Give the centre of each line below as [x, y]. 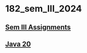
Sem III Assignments [38, 27]
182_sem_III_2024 [43, 9]
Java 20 [18, 44]
